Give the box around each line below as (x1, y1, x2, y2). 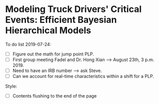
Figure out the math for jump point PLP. (12, 51, 94, 57)
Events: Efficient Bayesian (5, 14, 117, 25)
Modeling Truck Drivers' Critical (5, 3, 142, 15)
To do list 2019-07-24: (5, 41, 51, 47)
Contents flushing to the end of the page (12, 93, 97, 99)
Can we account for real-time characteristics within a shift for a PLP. (12, 73, 154, 79)
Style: (5, 83, 18, 89)
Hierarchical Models (5, 25, 92, 36)
